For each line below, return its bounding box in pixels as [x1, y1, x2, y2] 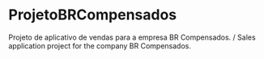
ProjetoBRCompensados [8, 6, 177, 24]
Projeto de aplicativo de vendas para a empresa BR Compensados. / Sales [8, 32, 257, 42]
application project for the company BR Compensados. [8, 40, 192, 50]
